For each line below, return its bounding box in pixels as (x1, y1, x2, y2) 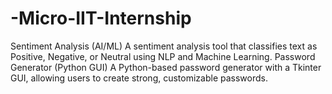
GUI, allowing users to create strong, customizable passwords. (10, 72, 268, 84)
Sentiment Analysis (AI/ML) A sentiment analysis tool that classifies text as (10, 40, 318, 52)
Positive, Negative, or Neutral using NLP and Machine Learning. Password (10, 50, 316, 62)
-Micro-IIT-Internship (10, 7, 192, 30)
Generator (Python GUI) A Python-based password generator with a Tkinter (10, 61, 322, 73)
